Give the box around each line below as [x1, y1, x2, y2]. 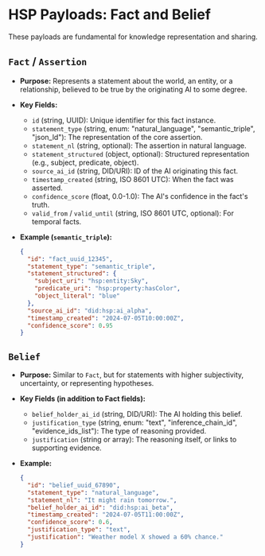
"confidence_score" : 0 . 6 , [27, 519, 114, 527]
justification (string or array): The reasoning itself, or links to [31, 435, 237, 445]
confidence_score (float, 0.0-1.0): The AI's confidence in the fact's [31, 191, 248, 200]
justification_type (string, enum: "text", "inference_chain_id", [31, 418, 237, 427]
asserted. [31, 183, 64, 192]
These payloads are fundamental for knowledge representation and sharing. [8, 32, 259, 41]
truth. [31, 200, 50, 209]
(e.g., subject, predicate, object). [31, 157, 139, 167]
